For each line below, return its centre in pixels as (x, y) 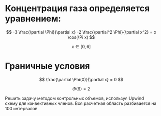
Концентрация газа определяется (77, 8)
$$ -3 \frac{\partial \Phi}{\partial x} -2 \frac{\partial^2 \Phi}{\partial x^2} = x (81, 32)
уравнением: (33, 19)
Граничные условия (48, 66)
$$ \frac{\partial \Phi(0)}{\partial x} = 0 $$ (81, 79)
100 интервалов (21, 108)
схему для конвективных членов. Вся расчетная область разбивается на (81, 103)
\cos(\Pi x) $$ (81, 37)
